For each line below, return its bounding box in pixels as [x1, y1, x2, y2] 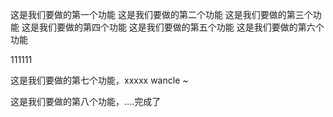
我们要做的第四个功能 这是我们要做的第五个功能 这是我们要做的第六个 [38, 21, 325, 33]
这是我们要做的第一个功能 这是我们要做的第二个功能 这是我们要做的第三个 [10, 9, 313, 20]
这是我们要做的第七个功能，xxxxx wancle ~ [10, 74, 189, 86]
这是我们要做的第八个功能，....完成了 [10, 96, 162, 107]
